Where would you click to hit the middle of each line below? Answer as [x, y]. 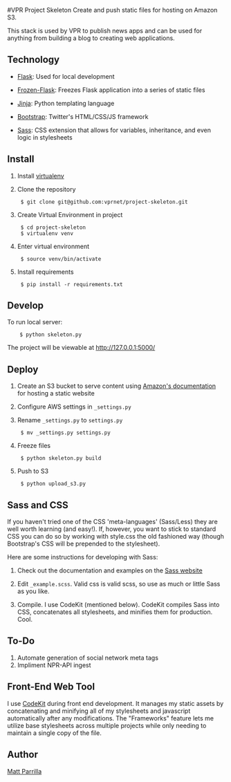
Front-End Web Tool [51, 687]
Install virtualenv [40, 176]
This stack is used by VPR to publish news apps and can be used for [105, 31]
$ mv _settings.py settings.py [65, 433]
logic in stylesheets [45, 137]
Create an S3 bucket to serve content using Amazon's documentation [117, 386]
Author [22, 755]
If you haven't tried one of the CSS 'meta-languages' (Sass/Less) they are [112, 522]
